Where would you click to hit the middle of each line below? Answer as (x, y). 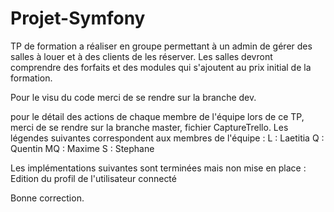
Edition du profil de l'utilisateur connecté (93, 178)
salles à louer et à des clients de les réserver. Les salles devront (141, 56)
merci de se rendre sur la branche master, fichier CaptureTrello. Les (149, 127)
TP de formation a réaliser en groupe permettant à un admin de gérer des (161, 46)
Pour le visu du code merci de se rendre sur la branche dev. (133, 97)
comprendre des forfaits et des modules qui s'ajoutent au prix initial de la (161, 67)
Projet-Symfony (78, 18)
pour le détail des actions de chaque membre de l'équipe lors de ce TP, (157, 116)
